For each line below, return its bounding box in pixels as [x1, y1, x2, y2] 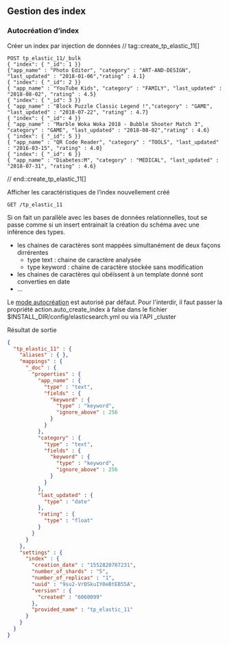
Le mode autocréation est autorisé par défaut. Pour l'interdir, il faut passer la [7, 298, 223, 306]
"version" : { [32, 587, 72, 594]
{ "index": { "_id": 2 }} [7, 79, 81, 86]
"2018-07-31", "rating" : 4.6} [7, 162, 97, 170]
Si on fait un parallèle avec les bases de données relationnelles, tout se [7, 213, 208, 221]
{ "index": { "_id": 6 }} [7, 151, 81, 157]
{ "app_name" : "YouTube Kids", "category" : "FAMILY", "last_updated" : [7, 85, 223, 92]
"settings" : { [19, 549, 63, 556]
